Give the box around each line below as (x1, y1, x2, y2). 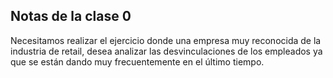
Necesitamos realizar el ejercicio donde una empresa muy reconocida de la (10, 34, 322, 46)
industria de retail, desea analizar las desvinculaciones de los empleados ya (10, 45, 323, 57)
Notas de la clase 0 (10, 8, 132, 25)
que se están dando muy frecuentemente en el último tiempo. (10, 55, 265, 68)
